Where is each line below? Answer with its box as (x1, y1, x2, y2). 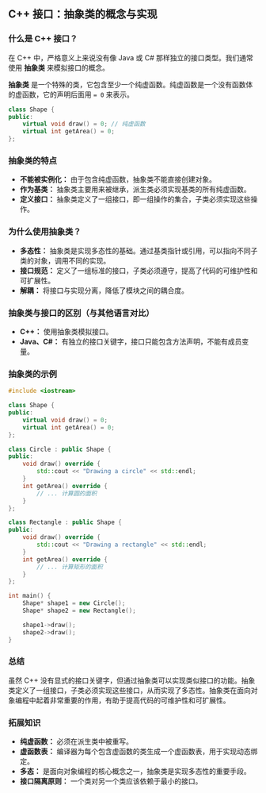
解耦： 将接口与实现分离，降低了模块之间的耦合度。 (19, 285, 188, 295)
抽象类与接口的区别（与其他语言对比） (8, 307, 154, 318)
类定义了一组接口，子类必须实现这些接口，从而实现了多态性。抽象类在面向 (8, 685, 251, 695)
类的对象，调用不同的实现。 (19, 256, 111, 265)
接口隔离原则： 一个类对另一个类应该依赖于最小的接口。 (19, 776, 203, 786)
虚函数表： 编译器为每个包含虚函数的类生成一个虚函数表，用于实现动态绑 (19, 747, 258, 756)
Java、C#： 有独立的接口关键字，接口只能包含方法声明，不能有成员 (19, 337, 242, 346)
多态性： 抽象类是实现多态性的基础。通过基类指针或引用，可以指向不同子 (19, 245, 258, 256)
